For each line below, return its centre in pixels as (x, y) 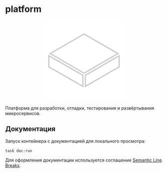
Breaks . (13, 165)
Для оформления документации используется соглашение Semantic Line (83, 160)
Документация (30, 129)
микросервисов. (23, 113)
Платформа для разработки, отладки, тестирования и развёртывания (80, 108)
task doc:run (19, 151)
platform (23, 9)
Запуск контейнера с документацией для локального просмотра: (75, 141)
